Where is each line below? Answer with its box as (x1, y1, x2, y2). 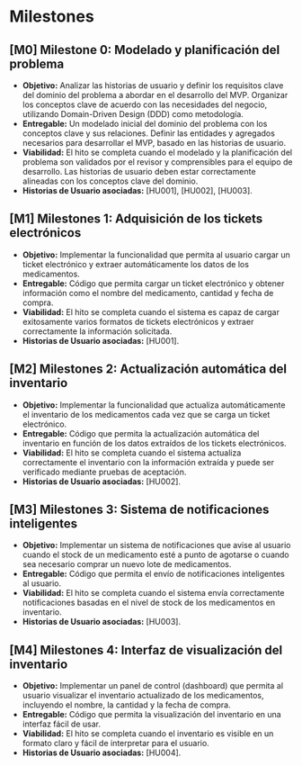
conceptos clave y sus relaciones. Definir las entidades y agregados (22, 128, 276, 139)
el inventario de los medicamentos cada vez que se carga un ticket (22, 409, 271, 419)
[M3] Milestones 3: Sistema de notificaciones (9, 502, 270, 518)
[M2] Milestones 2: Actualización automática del (9, 362, 288, 377)
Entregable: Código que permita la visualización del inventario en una (22, 709, 281, 720)
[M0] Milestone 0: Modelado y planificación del (9, 42, 280, 58)
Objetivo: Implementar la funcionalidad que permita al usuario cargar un (22, 249, 290, 260)
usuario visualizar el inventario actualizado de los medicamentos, (22, 690, 264, 701)
